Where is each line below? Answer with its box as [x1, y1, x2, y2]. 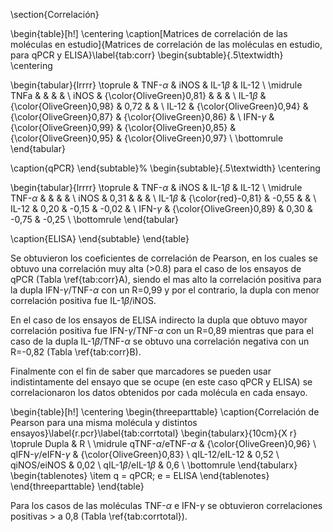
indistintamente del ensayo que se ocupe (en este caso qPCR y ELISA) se [10, 376, 313, 388]
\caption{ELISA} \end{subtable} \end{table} [10, 233, 190, 244]
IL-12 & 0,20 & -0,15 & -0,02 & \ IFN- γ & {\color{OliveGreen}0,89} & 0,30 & [10, 203, 313, 214]
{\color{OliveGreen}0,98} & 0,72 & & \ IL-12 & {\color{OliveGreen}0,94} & [10, 100, 309, 112]
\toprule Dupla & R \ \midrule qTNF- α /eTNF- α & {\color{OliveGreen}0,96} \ [10, 438, 317, 449]
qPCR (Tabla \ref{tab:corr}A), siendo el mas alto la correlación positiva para [10, 274, 322, 285]
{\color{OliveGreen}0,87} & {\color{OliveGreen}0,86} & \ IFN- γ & [10, 111, 275, 123]
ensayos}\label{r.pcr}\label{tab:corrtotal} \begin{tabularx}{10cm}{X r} [10, 427, 298, 439]
